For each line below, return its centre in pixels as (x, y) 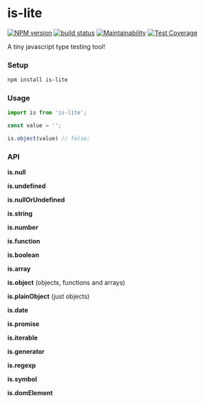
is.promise (23, 324)
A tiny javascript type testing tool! (56, 46)
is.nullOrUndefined (36, 200)
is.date (18, 310)
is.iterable (23, 338)
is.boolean (23, 255)
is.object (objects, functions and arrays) (66, 283)
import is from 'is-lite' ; (47, 113)
